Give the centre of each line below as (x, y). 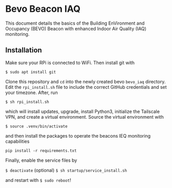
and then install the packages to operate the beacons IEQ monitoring (78, 136)
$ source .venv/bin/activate (36, 126)
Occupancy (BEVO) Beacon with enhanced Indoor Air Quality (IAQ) (76, 28)
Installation (24, 50)
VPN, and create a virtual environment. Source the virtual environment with (85, 117)
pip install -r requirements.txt (41, 151)
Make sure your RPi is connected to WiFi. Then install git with (70, 63)
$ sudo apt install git (31, 72)
